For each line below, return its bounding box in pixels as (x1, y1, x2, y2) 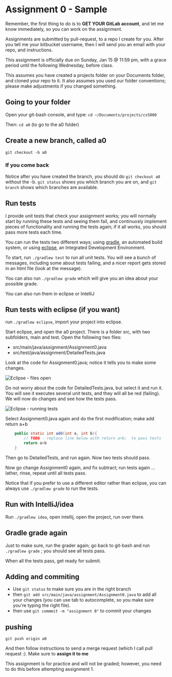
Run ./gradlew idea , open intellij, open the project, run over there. (5, 514, 145, 520)
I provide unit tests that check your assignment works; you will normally (5, 213, 157, 219)
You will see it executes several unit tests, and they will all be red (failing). (5, 391, 160, 397)
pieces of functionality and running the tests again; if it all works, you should (5, 223, 166, 230)
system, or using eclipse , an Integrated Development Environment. (5, 244, 146, 251)
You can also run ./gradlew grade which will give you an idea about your (5, 275, 159, 281)
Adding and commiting (5, 572, 80, 581)
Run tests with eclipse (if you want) (5, 305, 120, 314)
